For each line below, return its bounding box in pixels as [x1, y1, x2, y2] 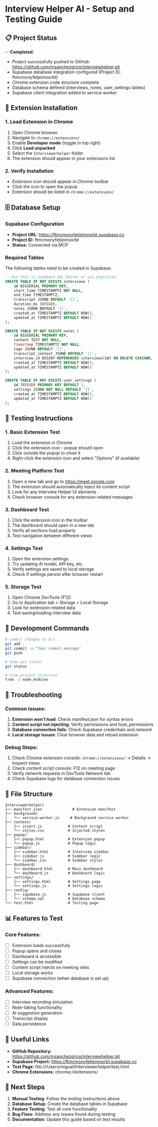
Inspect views [12, 760, 40, 766]
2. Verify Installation [5, 167, 54, 174]
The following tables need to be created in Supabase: [5, 265, 112, 271]
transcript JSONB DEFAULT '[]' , [14, 297, 79, 302]
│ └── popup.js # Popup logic [5, 841, 96, 846]
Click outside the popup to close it [12, 450, 81, 456]
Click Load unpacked [12, 145, 56, 151]
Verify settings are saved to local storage [12, 566, 95, 572]
